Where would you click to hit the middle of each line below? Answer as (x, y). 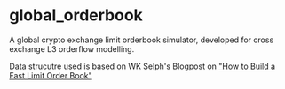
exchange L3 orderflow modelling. (72, 48)
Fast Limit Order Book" (51, 75)
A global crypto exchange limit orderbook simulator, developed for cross (142, 40)
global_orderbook (76, 15)
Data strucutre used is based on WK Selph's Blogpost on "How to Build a (142, 66)
